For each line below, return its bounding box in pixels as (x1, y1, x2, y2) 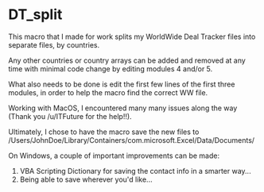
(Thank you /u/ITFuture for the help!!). (8, 111, 133, 121)
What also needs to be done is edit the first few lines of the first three (8, 79, 235, 89)
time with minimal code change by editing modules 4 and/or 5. (8, 63, 213, 73)
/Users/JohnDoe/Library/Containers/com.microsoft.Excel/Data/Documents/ (8, 135, 255, 144)
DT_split (8, 6, 63, 24)
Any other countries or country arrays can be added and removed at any (8, 56, 247, 65)
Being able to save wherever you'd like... (19, 175, 153, 184)
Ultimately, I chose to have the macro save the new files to (8, 127, 200, 136)
